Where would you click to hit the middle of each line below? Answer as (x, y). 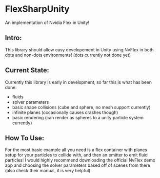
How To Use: (25, 138)
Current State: (27, 70)
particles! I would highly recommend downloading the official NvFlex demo (80, 160)
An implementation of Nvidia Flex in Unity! (47, 22)
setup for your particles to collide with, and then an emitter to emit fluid (76, 155)
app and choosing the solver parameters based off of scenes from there (78, 165)
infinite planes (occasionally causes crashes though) (65, 112)
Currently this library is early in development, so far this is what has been (79, 82)
